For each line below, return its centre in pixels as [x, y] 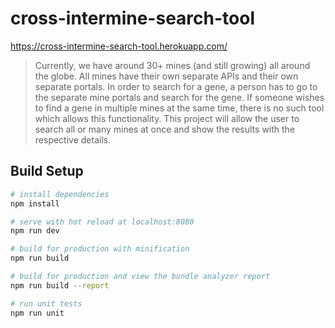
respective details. [73, 139]
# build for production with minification [100, 249]
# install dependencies [60, 194]
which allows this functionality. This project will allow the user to [167, 118]
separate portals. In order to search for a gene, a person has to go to [176, 86]
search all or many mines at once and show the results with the [165, 129]
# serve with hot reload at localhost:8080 [102, 222]
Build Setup [47, 171]
